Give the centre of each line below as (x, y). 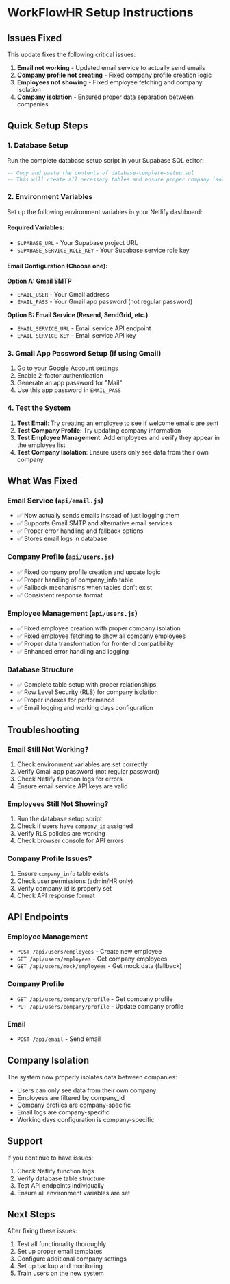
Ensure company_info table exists (63, 873)
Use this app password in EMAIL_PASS (69, 390)
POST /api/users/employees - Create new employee (89, 952)
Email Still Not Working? (48, 749)
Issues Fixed (35, 38)
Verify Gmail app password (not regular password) (88, 771)
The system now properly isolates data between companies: (92, 1077)
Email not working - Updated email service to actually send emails (111, 68)
